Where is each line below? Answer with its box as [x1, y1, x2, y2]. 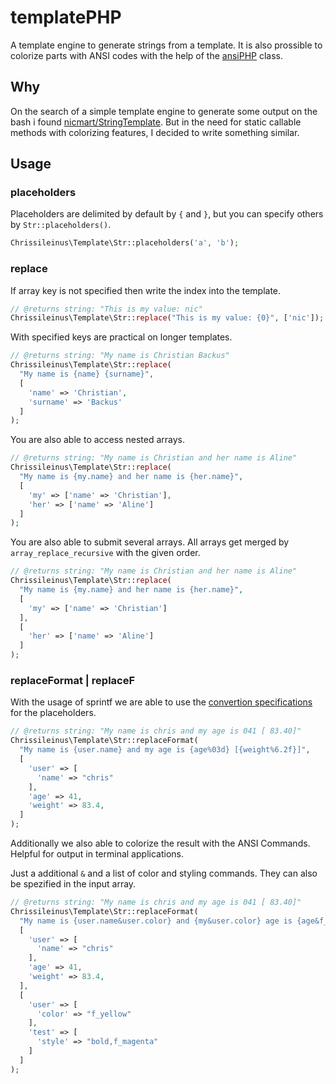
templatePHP [10, 6, 122, 29]
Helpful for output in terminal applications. [10, 848, 184, 860]
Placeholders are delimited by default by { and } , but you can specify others [10, 208, 324, 220]
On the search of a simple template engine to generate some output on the [10, 105, 318, 117]
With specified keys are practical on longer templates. [10, 331, 233, 343]
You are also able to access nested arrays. [10, 434, 185, 446]
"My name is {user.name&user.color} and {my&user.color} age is [19, 916, 293, 926]
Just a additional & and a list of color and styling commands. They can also [10, 867, 318, 880]
